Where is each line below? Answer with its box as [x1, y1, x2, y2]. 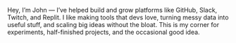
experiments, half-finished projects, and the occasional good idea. [7, 28, 200, 36]
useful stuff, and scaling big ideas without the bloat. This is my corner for [7, 21, 220, 28]
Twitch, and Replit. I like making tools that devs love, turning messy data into [7, 13, 229, 21]
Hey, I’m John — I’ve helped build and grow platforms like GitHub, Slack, [7, 6, 218, 14]
